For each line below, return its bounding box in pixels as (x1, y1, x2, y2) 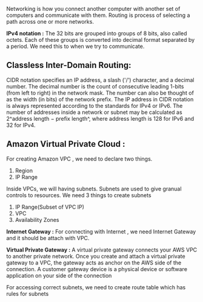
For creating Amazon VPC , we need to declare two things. (6, 155, 153, 163)
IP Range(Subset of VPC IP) (15, 203, 85, 210)
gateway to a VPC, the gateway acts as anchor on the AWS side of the (6, 259, 182, 266)
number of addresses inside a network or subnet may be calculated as (6, 109, 183, 116)
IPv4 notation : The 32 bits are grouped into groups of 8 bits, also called (6, 30, 187, 37)
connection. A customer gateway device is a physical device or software (6, 265, 188, 272)
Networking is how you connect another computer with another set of (6, 5, 181, 12)
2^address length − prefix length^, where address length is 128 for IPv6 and (6, 115, 195, 122)
